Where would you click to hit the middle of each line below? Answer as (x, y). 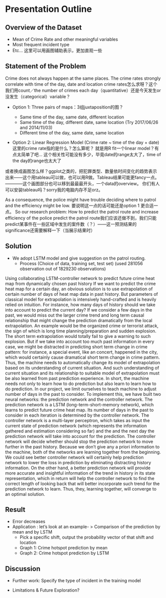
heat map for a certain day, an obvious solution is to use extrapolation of (79, 289)
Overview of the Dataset (43, 27)
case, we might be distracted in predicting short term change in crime (76, 347)
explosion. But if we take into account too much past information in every (80, 341)
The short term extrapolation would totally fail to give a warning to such (78, 336)
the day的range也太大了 (37, 161)
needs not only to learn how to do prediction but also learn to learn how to (81, 383)
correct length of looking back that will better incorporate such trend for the (83, 484)
